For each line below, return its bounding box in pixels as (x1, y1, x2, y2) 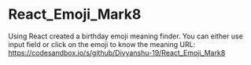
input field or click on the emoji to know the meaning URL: (8, 39, 196, 49)
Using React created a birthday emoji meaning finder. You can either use (8, 31, 244, 41)
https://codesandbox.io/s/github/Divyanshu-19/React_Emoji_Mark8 (8, 48, 226, 57)
